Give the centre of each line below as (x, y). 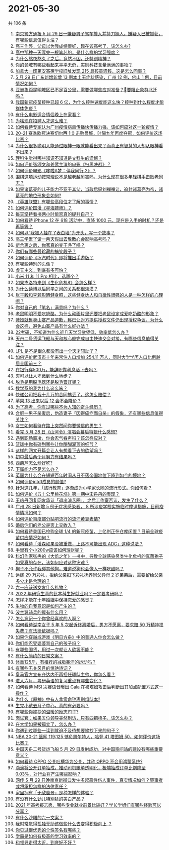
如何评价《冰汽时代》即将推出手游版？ (54, 257)
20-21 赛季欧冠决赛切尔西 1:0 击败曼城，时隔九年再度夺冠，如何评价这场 (89, 133)
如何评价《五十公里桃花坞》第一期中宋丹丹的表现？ (67, 494)
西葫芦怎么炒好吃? (34, 463)
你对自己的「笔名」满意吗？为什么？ (52, 307)
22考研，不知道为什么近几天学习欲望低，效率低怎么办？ (72, 332)
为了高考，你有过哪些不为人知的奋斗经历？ (59, 407)
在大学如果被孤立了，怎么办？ (46, 724)
